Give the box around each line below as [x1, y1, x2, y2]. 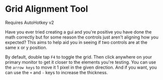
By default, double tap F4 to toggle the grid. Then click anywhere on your [5, 54, 152, 60]
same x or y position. [5, 44, 47, 50]
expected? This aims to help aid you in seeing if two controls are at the [5, 39, 148, 45]
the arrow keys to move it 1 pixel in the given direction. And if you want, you [5, 64, 157, 70]
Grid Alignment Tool [5, 3, 88, 15]
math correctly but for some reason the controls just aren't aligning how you [5, 34, 159, 40]
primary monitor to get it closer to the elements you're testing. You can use [5, 59, 157, 65]
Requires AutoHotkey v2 [5, 20, 54, 25]
